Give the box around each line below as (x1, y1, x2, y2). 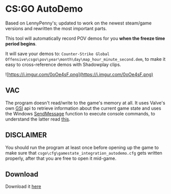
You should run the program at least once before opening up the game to (5, 144, 159, 151)
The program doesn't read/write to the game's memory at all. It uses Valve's (5, 100, 165, 106)
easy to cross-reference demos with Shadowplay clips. (5, 61, 121, 67)
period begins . (5, 40, 37, 46)
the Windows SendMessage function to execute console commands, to (5, 110, 156, 116)
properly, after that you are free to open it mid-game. (5, 155, 116, 161)
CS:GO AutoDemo (5, 3, 83, 15)
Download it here (5, 183, 41, 189)
